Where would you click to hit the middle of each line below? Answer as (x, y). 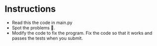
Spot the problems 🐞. (33, 27)
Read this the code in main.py (42, 23)
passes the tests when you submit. (47, 38)
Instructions (30, 9)
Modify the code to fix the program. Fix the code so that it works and (82, 33)
